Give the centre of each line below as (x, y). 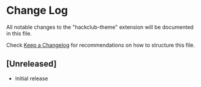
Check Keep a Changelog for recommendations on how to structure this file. (101, 45)
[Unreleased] (32, 64)
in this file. (19, 33)
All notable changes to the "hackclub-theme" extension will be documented (100, 27)
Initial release (31, 78)
